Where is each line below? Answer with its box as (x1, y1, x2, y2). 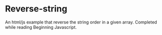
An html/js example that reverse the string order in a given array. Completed (5, 19, 157, 25)
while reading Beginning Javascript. (5, 24, 77, 30)
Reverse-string (5, 3, 68, 14)
